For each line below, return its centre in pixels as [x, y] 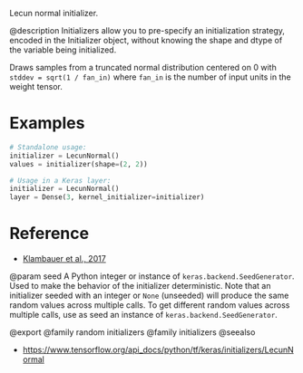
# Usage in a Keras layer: [60, 180]
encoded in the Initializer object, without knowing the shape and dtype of [146, 40]
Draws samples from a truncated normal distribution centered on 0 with [143, 67]
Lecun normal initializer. [54, 13]
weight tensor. [36, 86]
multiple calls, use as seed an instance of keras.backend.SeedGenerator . [144, 315]
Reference [49, 234]
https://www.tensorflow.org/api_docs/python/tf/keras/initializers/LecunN [158, 350]
